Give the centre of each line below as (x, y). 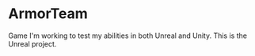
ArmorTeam (48, 14)
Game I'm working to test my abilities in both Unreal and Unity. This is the (128, 35)
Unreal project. (32, 43)
